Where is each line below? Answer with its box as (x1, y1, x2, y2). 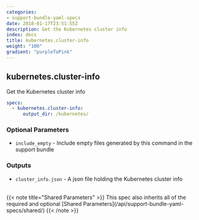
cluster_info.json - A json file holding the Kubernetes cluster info (15, 175, 183, 183)
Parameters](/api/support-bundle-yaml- (83, 200, 184, 207)
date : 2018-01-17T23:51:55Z (6, 20, 78, 26)
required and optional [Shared (6, 200, 82, 207)
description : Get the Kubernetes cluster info (6, 26, 127, 32)
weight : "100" (6, 44, 43, 50)
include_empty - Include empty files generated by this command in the (15, 139, 193, 147)
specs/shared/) (6, 207, 45, 214)
